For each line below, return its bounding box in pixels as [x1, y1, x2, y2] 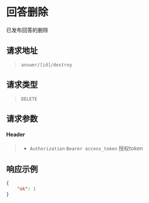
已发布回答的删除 [6, 26, 48, 34]
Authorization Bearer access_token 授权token [29, 145, 144, 152]
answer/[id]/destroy [20, 62, 72, 68]
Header [6, 131, 25, 138]
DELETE [20, 96, 38, 102]
